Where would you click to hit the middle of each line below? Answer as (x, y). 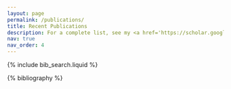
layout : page (26, 13)
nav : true (21, 39)
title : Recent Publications (47, 26)
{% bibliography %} (35, 78)
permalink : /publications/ (46, 20)
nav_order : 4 (26, 45)
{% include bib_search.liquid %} (53, 65)
